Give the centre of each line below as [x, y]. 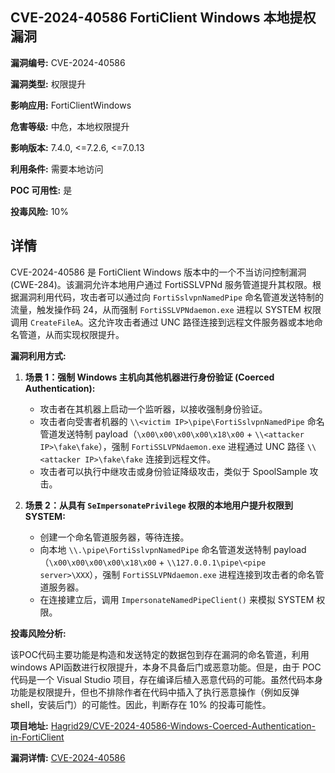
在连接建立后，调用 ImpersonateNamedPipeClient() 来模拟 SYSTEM [177, 599]
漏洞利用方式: [38, 355]
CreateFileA [54, 323]
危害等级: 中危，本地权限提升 [70, 126]
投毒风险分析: [38, 633]
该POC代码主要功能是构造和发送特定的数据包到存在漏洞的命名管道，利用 [160, 654]
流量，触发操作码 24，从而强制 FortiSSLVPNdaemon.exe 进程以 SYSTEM [156, 309]
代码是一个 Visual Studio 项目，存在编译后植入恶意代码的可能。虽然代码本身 [166, 679]
